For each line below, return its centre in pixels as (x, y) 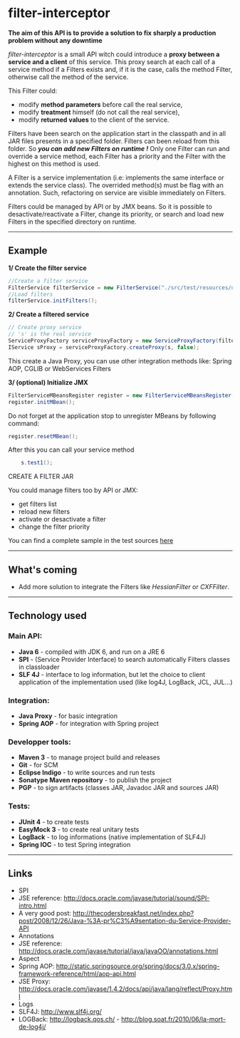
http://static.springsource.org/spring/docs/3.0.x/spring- (138, 966)
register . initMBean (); (42, 402)
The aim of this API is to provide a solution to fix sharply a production (112, 33)
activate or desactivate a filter (62, 519)
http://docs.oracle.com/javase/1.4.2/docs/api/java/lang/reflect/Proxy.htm (125, 989)
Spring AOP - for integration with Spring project (89, 724)
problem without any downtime (55, 40)
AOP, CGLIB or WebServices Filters (60, 368)
